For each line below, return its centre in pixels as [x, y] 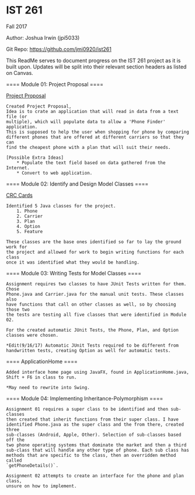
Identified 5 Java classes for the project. [61, 206]
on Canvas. [20, 73]
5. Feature [30, 231]
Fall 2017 [17, 26]
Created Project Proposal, [39, 106]
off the [15, 440]
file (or [17, 117]
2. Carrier [30, 216]
